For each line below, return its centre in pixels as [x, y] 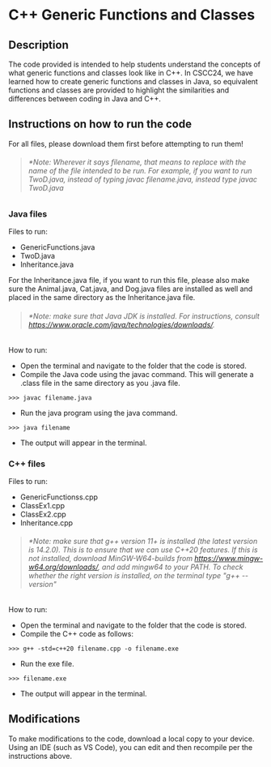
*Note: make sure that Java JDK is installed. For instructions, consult [144, 316]
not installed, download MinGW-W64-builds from [110, 559]
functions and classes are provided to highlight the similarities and [119, 90]
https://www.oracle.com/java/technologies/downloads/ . [122, 324]
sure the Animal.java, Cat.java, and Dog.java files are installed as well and [131, 289]
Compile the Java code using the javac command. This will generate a [137, 374]
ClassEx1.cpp [42, 505]
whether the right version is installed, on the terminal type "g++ [134, 576]
